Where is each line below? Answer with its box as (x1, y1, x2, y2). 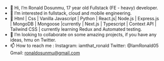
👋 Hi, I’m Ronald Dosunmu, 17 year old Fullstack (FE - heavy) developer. (10, 5, 158, 11)
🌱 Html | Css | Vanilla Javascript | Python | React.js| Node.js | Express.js (10, 16, 159, 21)
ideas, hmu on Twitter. (10, 37, 56, 43)
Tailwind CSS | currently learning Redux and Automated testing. (10, 26, 142, 32)
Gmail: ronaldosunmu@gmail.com (10, 50, 80, 55)
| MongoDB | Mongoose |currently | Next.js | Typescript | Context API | (10, 21, 157, 27)
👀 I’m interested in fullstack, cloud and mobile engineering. (10, 10, 132, 16)
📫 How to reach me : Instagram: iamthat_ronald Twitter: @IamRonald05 (10, 43, 159, 48)
